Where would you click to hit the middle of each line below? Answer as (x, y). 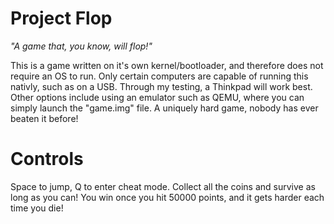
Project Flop (61, 18)
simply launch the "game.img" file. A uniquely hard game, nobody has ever (164, 108)
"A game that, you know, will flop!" (81, 46)
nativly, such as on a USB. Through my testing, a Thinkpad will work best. (161, 86)
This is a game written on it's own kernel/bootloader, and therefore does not (167, 65)
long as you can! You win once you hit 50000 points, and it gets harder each (167, 197)
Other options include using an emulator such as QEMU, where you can (157, 97)
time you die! (37, 208)
